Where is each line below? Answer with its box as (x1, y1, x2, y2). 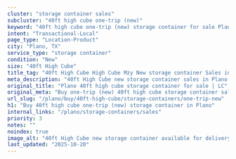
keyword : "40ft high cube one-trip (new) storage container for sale (7, 23, 216, 30)
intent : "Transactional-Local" (7, 30, 99, 37)
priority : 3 (7, 115, 42, 122)
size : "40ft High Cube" (7, 63, 77, 70)
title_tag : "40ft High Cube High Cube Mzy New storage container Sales (7, 69, 221, 76)
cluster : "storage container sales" (7, 10, 114, 18)
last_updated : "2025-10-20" (7, 141, 90, 148)
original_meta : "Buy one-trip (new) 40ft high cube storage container (7, 89, 218, 96)
